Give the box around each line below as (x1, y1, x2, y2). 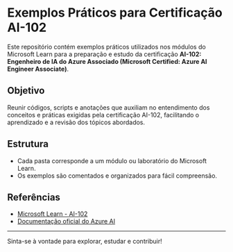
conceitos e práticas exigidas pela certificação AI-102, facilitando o (7, 110, 200, 119)
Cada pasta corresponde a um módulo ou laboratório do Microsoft (17, 156, 207, 165)
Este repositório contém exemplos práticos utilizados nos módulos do (7, 42, 206, 51)
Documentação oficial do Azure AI (17, 217, 116, 226)
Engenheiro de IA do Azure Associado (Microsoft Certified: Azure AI (7, 57, 207, 65)
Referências (7, 191, 61, 203)
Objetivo (7, 85, 45, 96)
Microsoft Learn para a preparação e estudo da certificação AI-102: (7, 50, 202, 58)
